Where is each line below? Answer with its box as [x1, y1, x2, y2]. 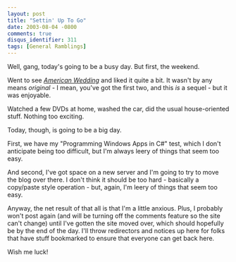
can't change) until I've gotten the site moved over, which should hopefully [7, 219, 224, 227]
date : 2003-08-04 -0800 [7, 23, 77, 30]
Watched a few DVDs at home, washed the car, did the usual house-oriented [7, 105, 230, 113]
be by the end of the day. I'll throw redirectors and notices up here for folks [7, 227, 225, 235]
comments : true [7, 30, 52, 37]
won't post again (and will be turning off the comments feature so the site [7, 212, 221, 220]
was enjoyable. [7, 91, 51, 99]
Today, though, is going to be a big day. [7, 126, 122, 134]
